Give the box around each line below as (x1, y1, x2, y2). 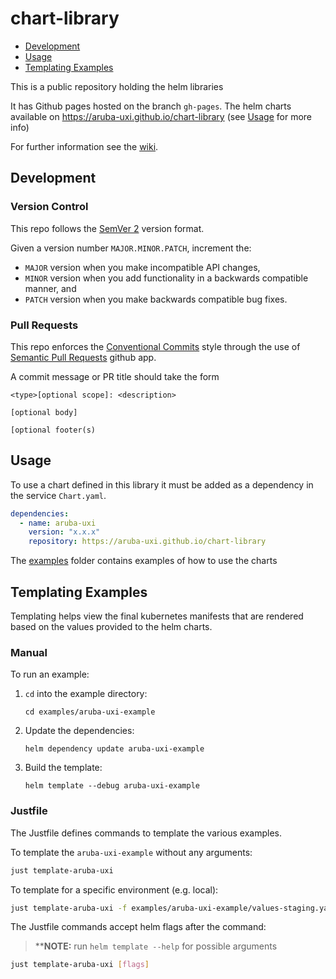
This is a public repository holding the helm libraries (10, 80, 224, 92)
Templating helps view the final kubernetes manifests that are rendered (10, 610, 304, 622)
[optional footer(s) (10, 425, 97, 435)
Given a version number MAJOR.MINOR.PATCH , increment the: (10, 242, 252, 254)
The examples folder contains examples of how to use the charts (10, 555, 278, 567)
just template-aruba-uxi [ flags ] (10, 960, 150, 970)
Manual (10, 645, 48, 659)
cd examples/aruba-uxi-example (24, 707, 156, 717)
